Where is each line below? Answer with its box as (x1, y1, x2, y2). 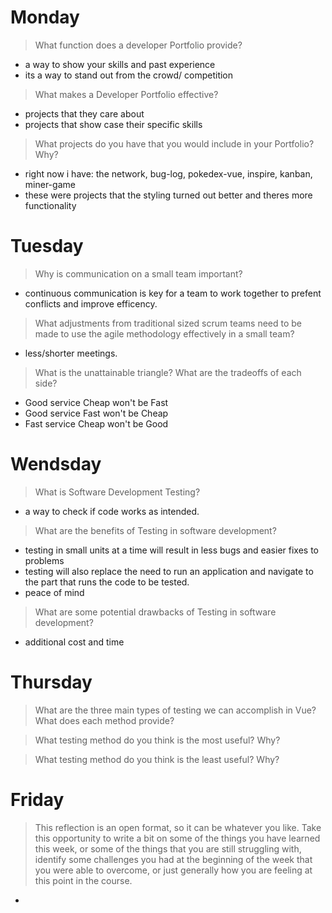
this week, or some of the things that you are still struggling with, (34, 842, 302, 855)
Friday (10, 788, 65, 811)
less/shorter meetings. (24, 347, 118, 359)
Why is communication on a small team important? (34, 267, 243, 280)
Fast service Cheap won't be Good (24, 417, 169, 430)
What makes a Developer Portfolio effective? (34, 88, 219, 100)
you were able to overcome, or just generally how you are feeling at (34, 864, 313, 876)
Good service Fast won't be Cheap (24, 407, 169, 419)
